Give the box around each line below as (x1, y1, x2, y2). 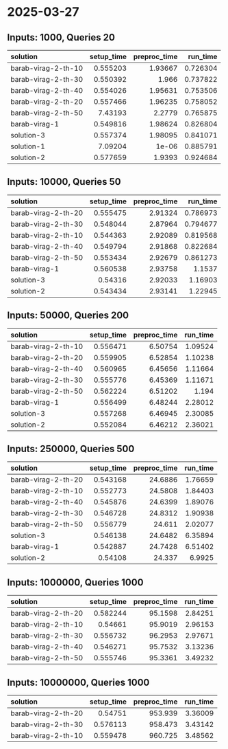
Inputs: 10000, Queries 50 (7, 176, 121, 188)
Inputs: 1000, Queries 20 (7, 32, 115, 43)
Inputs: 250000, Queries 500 (7, 443, 135, 455)
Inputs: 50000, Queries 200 (7, 310, 129, 322)
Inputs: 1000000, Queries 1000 (7, 577, 144, 588)
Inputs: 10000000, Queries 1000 (7, 676, 150, 688)
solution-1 (10, 142, 46, 151)
